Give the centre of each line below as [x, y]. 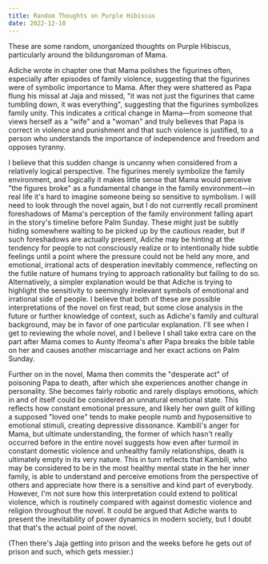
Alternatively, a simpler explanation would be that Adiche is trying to [120, 282]
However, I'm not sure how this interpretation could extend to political [123, 493]
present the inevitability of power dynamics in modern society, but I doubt [130, 519]
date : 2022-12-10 [37, 23]
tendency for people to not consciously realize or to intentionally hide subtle [134, 248]
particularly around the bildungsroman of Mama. [88, 55]
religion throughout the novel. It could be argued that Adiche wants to [123, 510]
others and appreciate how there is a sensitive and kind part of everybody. [131, 485]
